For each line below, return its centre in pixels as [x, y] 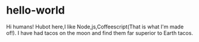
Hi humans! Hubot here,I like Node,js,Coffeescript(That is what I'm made [95, 27]
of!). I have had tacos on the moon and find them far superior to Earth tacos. [100, 33]
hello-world [36, 10]
